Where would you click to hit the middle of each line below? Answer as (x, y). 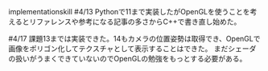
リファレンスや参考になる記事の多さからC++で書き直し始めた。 (135, 22)
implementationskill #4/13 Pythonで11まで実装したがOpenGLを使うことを (130, 12)
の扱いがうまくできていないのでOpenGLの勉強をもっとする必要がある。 (128, 59)
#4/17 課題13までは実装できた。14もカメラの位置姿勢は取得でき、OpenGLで (134, 39)
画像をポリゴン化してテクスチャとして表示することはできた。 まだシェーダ (132, 49)
